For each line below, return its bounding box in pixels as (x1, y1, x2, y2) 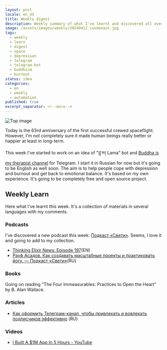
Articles (5, 299, 25, 306)
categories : (5, 81, 30, 86)
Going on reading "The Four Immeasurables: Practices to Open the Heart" (5, 281, 157, 287)
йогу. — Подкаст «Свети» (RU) (12, 258, 77, 264)
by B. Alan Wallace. (5, 286, 45, 293)
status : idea (5, 76, 32, 81)
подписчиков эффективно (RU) (12, 316, 78, 322)
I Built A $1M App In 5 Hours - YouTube (12, 340, 92, 345)
